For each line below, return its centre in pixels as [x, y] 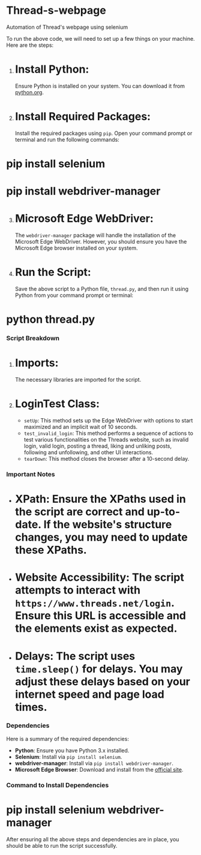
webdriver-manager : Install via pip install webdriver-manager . [94, 763]
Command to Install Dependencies [58, 785]
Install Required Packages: [83, 117]
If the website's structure [108, 525]
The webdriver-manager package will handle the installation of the [95, 235]
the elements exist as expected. [96, 628]
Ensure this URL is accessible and [100, 616]
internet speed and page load [90, 694]
